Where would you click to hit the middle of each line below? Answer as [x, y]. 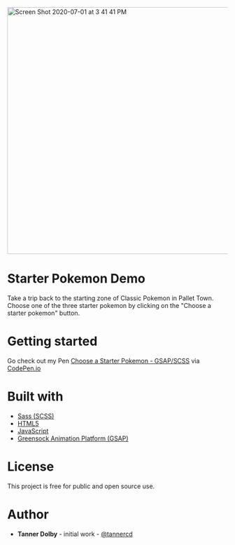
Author [28, 514]
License [31, 466]
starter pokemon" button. [44, 313]
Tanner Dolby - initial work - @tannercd [75, 534]
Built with [35, 397]
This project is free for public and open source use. [81, 486]
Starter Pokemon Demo [76, 279]
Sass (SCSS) [36, 416]
